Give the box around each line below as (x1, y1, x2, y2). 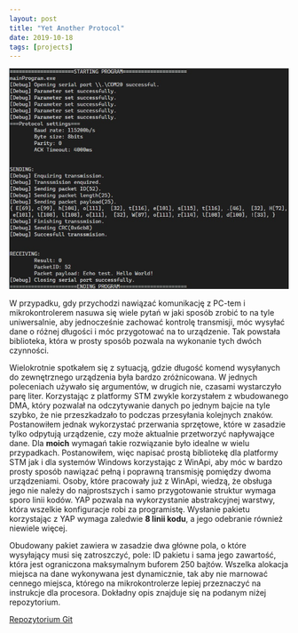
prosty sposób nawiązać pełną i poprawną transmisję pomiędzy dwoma (9, 466, 271, 477)
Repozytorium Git (9, 613, 74, 624)
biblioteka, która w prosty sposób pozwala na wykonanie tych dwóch (9, 335, 262, 346)
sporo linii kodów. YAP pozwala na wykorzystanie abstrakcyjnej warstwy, (9, 494, 276, 505)
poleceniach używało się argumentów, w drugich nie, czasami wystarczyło (9, 381, 282, 391)
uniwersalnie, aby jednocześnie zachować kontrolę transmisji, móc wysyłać (9, 316, 286, 327)
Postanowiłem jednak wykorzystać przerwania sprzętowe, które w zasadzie (9, 419, 286, 429)
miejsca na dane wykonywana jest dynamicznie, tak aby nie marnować (9, 568, 269, 579)
